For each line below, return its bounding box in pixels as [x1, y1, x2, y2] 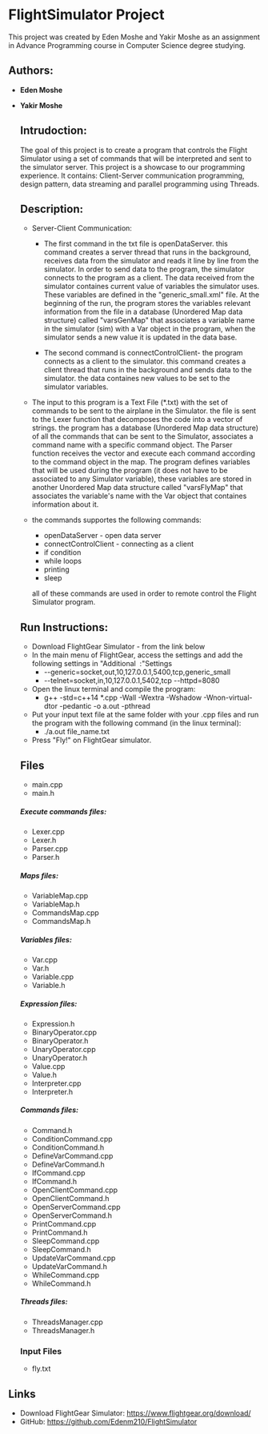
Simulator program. [31, 597, 96, 607]
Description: [19, 202, 84, 215]
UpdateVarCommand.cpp [31, 1253, 116, 1263]
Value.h [31, 1070, 58, 1079]
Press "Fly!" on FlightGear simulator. [31, 735, 152, 745]
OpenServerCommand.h [31, 1211, 113, 1220]
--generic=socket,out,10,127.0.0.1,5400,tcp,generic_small [43, 667, 230, 677]
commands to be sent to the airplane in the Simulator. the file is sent [31, 406, 257, 416]
